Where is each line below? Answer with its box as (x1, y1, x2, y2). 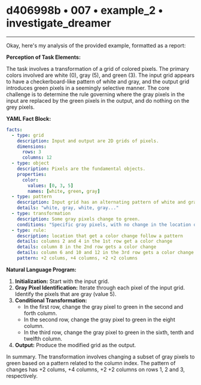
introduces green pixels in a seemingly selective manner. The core (6, 84, 170, 91)
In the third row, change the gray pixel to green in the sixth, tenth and (23, 329, 194, 336)
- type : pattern (11, 193, 52, 200)
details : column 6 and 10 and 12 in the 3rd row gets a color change (17, 250, 194, 256)
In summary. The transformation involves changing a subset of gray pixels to (6, 353, 195, 360)
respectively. (6, 372, 38, 379)
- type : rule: (11, 227, 47, 233)
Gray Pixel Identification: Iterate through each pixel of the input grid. (14, 283, 185, 291)
